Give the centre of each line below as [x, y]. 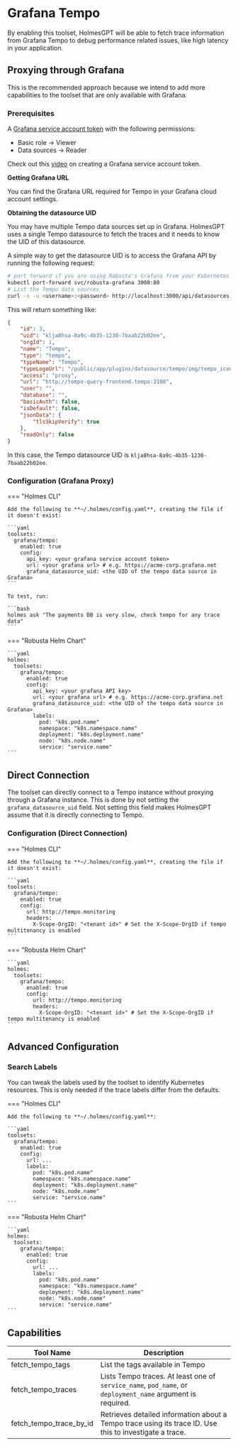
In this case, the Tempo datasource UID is [68, 455]
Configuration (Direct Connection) [67, 833]
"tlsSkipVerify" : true [66, 422]
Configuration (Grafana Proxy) [61, 481]
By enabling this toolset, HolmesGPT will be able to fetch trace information [116, 33]
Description [164, 1353]
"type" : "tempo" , [46, 355]
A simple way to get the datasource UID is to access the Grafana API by [112, 256]
